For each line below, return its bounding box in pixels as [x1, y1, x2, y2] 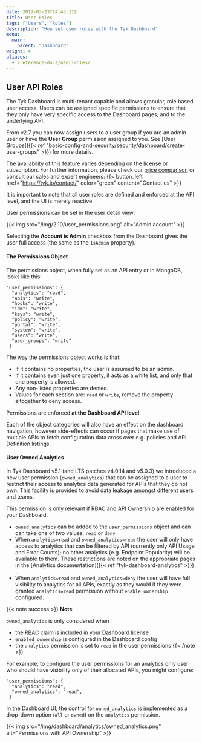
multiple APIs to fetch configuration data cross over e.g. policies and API [6, 433, 187, 441]
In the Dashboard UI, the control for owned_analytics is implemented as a [6, 704, 188, 712]
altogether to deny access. [15, 397, 82, 404]
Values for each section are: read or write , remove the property [15, 391, 174, 398]
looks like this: [6, 273, 42, 280]
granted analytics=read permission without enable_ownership [15, 587, 168, 594]
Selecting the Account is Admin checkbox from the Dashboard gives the [6, 232, 187, 240]
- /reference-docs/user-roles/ [11, 59, 91, 65]
